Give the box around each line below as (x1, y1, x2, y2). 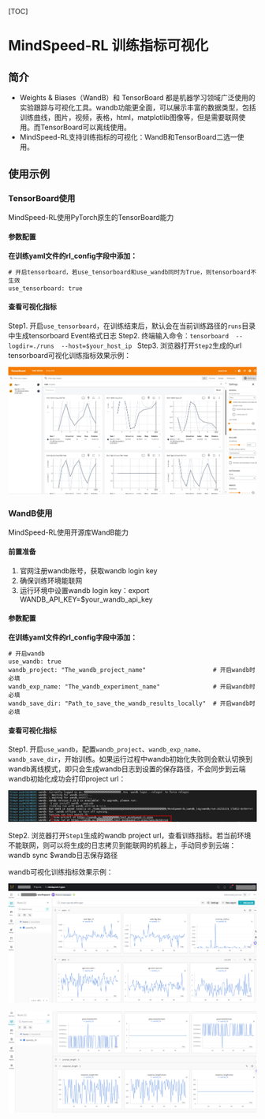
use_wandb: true (8, 658, 62, 666)
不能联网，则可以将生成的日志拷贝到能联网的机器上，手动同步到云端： (8, 840, 237, 850)
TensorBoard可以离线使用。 (40, 122, 132, 132)
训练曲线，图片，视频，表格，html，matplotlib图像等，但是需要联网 (19, 113, 239, 121)
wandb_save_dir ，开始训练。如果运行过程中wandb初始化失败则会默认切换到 (8, 755, 252, 764)
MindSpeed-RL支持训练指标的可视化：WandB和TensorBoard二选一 (19, 132, 238, 141)
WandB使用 (8, 508, 53, 519)
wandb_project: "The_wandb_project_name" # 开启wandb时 (8, 666, 256, 673)
